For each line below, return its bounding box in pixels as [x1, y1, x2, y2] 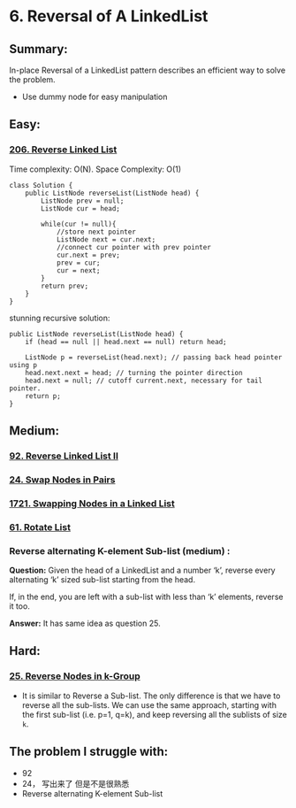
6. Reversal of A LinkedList [9, 6, 209, 27]
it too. [9, 601, 31, 612]
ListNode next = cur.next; [56, 235, 156, 244]
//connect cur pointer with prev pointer [56, 242, 212, 251]
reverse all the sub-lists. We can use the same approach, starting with [21, 699, 277, 710]
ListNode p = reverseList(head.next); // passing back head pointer [25, 352, 283, 362]
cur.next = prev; [56, 250, 121, 259]
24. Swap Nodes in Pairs [9, 473, 116, 486]
